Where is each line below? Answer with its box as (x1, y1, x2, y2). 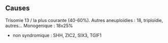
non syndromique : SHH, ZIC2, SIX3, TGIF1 (12, 32, 102, 38)
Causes (5, 4, 30, 12)
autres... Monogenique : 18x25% (5, 22, 73, 28)
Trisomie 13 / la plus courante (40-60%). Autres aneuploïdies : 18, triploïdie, (5, 17, 163, 23)
